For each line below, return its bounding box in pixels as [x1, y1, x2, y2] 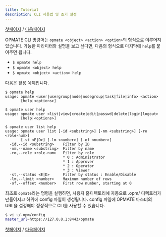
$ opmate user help [5, 107, 46, 112]
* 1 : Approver [62, 159, 94, 164]
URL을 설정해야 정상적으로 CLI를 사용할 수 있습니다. [5, 202, 105, 208]
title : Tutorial [5, 7, 39, 12]
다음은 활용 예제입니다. [5, 80, 49, 86]
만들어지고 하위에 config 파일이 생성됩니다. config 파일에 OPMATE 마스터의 [5, 196, 152, 202]
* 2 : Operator [62, 163, 94, 169]
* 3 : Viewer [62, 168, 90, 173]
